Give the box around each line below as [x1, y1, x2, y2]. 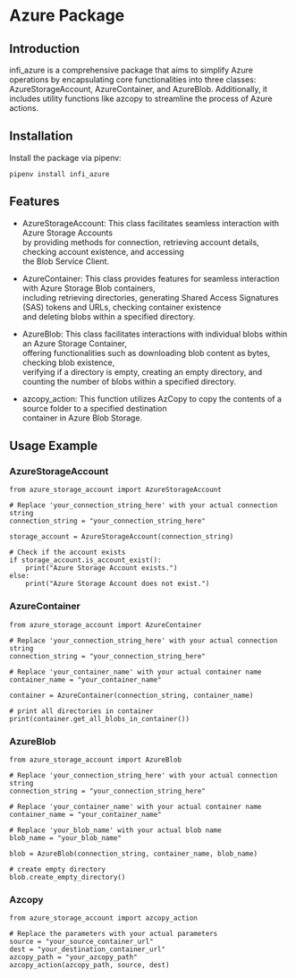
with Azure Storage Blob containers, [21, 283, 156, 293]
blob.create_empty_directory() [9, 872, 126, 881]
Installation [9, 129, 73, 144]
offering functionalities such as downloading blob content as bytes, [21, 347, 271, 358]
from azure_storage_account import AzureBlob [9, 755, 182, 764]
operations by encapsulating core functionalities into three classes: [9, 74, 257, 85]
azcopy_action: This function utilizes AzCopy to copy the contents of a [21, 393, 282, 404]
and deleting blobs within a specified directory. [21, 310, 196, 322]
